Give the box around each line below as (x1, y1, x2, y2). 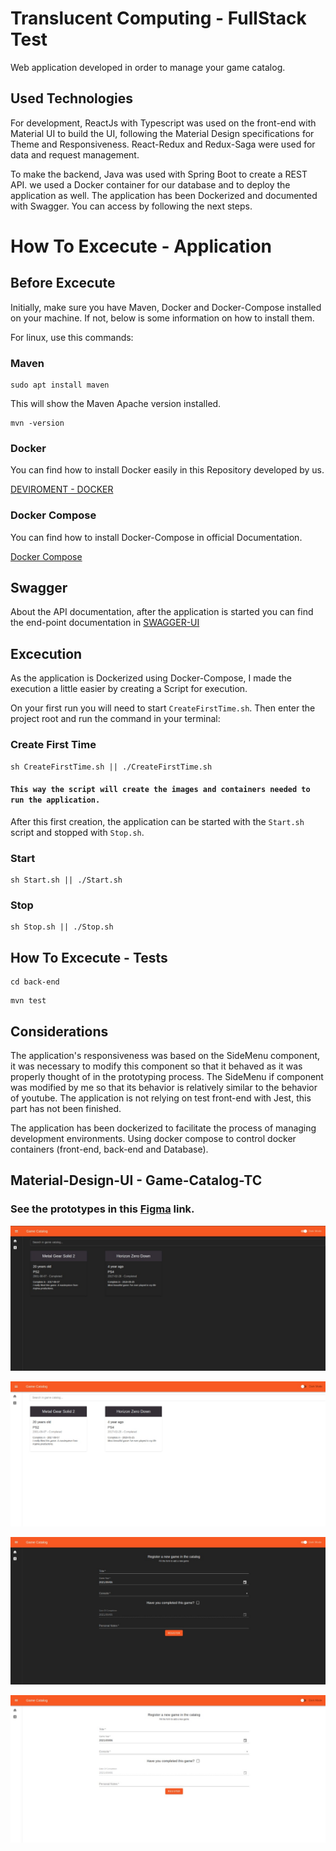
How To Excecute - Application (10, 235, 273, 257)
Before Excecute (10, 275, 116, 292)
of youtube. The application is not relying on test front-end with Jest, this (10, 1092, 312, 1104)
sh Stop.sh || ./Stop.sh (10, 922, 114, 932)
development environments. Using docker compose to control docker (10, 1132, 297, 1144)
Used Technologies (10, 90, 133, 107)
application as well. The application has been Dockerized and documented (10, 189, 318, 201)
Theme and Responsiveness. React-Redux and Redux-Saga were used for (10, 138, 316, 150)
